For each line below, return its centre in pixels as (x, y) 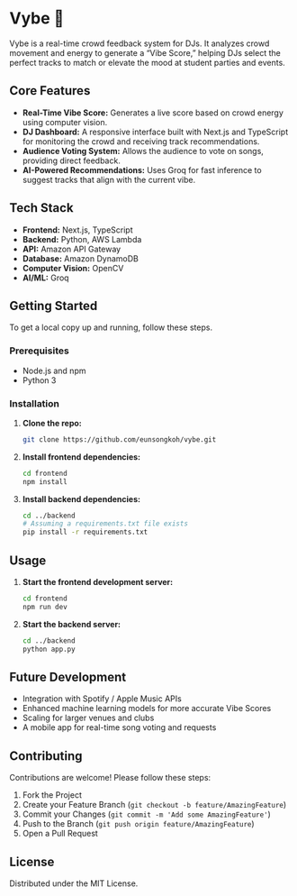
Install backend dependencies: (81, 498)
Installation (35, 403)
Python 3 (39, 380)
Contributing (46, 756)
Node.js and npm (54, 370)
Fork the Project (52, 795)
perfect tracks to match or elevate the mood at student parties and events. (147, 62)
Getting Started (54, 306)
